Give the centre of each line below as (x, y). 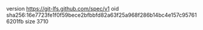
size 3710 (37, 21)
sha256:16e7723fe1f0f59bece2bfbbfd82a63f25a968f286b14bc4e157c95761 (101, 15)
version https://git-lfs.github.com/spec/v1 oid (63, 9)
